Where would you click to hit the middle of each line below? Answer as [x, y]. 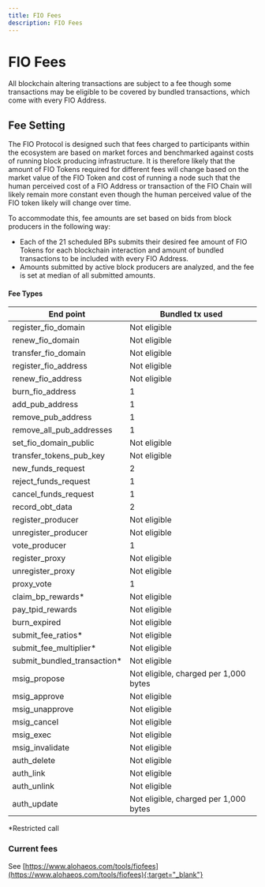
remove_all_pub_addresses [62, 430]
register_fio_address [50, 366]
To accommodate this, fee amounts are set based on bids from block [120, 219]
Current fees [33, 849]
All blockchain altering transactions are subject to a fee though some [120, 84]
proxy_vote [32, 584]
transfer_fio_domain [49, 354]
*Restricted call [34, 829]
